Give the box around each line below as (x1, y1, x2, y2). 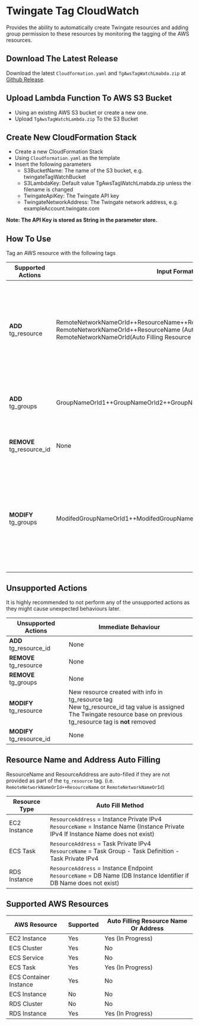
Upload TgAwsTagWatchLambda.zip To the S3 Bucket (14, 115, 139, 122)
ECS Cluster (9, 944, 43, 952)
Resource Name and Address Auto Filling (6, 755, 161, 765)
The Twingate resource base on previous (69, 710, 183, 718)
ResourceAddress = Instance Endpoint (50, 864, 153, 872)
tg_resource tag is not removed (69, 718, 156, 726)
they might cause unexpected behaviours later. (6, 605, 121, 612)
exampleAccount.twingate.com (23, 205, 99, 212)
